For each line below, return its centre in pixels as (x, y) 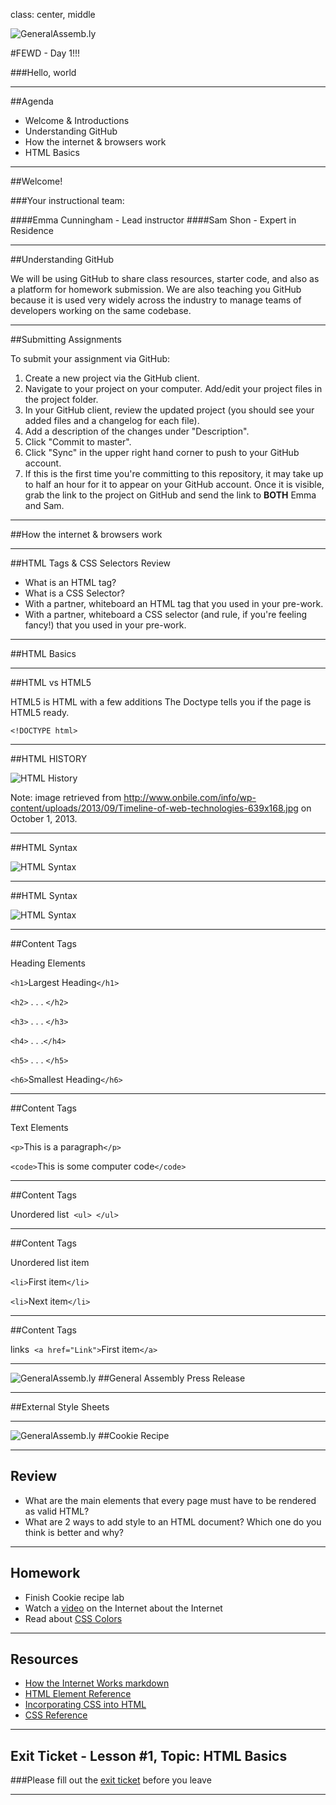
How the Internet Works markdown (97, 1683)
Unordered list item (50, 1262)
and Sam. (44, 505)
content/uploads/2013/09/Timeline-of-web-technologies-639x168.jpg (154, 808)
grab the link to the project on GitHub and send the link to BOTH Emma (170, 495)
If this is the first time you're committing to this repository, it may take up (174, 473)
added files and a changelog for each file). (112, 420)
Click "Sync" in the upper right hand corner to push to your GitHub (162, 452)
